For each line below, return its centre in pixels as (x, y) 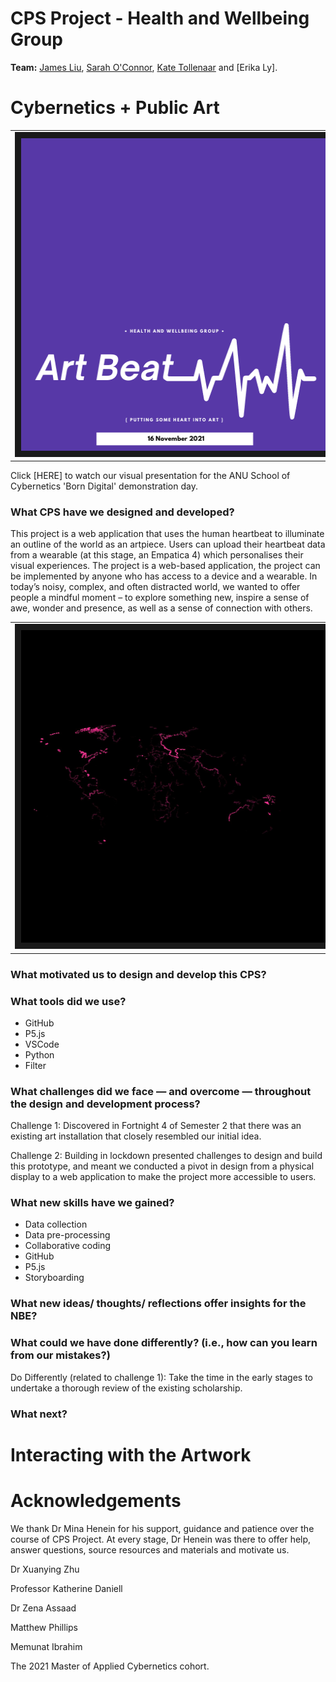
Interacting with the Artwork (131, 1454)
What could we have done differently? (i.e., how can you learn (164, 1343)
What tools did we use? (68, 1001)
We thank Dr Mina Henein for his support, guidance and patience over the (162, 1528)
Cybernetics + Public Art (115, 108)
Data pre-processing (67, 1235)
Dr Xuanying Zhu (45, 1569)
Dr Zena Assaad (43, 1608)
